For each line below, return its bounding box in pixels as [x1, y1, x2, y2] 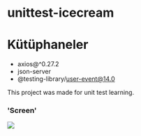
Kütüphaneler [7, 37, 89, 53]
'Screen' [7, 106, 37, 116]
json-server [17, 68, 51, 76]
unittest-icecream [7, 5, 114, 21]
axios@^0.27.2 [17, 60, 59, 68]
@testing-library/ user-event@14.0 [17, 75, 115, 83]
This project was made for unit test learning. [7, 89, 135, 97]
